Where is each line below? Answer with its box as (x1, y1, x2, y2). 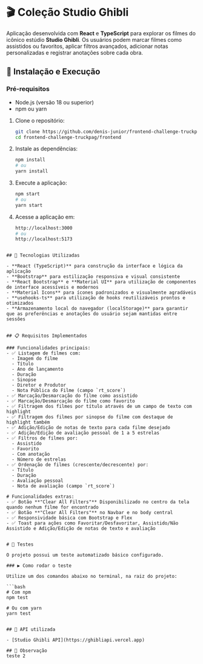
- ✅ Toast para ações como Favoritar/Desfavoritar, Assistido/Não (6, 520, 179, 526)
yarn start (15, 202, 43, 208)
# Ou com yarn (6, 605, 42, 611)
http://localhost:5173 (15, 236, 73, 242)
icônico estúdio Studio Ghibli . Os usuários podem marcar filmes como (6, 36, 182, 43)
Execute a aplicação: (15, 179, 67, 186)
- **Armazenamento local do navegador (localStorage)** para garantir (6, 305, 188, 312)
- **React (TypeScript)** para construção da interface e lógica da (6, 263, 183, 269)
